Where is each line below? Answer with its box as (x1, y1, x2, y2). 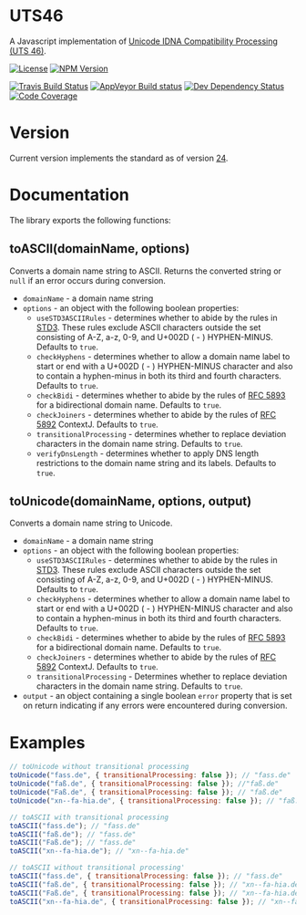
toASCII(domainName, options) (9, 241, 190, 256)
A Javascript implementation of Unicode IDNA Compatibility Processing (9, 36, 278, 47)
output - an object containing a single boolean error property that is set (22, 691, 292, 702)
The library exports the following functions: (9, 214, 171, 225)
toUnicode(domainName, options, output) (9, 494, 252, 509)
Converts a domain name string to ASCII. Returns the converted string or (9, 265, 282, 276)
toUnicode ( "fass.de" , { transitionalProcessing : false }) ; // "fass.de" (9, 771, 291, 780)
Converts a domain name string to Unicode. (9, 517, 173, 529)
